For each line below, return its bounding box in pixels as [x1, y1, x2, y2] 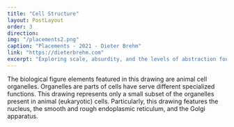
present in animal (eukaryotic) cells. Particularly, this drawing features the [7, 97, 219, 105]
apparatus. [7, 112, 38, 120]
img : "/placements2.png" [7, 36, 79, 43]
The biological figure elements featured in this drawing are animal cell [7, 75, 208, 83]
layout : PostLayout [7, 17, 64, 24]
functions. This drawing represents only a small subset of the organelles [7, 89, 214, 98]
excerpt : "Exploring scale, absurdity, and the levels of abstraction [7, 56, 217, 63]
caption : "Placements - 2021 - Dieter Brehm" [7, 43, 141, 50]
